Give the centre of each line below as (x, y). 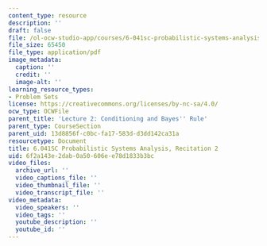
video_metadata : (35, 200)
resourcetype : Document (48, 141)
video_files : (30, 163)
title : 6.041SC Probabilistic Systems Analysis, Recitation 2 (113, 148)
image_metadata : (35, 60)
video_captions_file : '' (56, 178)
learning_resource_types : (51, 89)
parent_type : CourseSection (55, 126)
